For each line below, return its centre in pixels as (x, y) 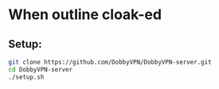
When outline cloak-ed (85, 15)
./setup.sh (26, 77)
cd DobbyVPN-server (41, 69)
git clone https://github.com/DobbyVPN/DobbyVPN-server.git (110, 62)
